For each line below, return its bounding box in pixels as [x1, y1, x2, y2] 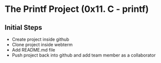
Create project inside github [11, 36, 69, 42]
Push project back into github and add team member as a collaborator [11, 52, 156, 58]
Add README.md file [11, 47, 55, 53]
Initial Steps [4, 23, 42, 32]
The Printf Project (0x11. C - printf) [4, 3, 149, 15]
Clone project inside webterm [11, 42, 73, 48]
